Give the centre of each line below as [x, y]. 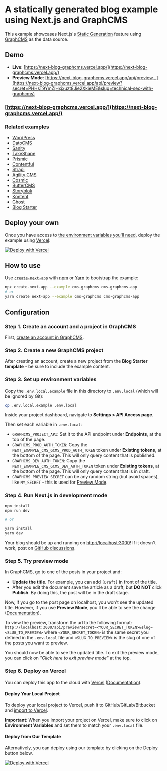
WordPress [24, 137]
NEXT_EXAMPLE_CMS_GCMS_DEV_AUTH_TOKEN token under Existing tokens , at [86, 466]
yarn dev [14, 533]
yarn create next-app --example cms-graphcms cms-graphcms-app [72, 297]
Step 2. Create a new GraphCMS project [54, 350]
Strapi [18, 169]
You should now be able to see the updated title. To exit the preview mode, [82, 653]
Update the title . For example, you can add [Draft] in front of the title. [85, 582]
